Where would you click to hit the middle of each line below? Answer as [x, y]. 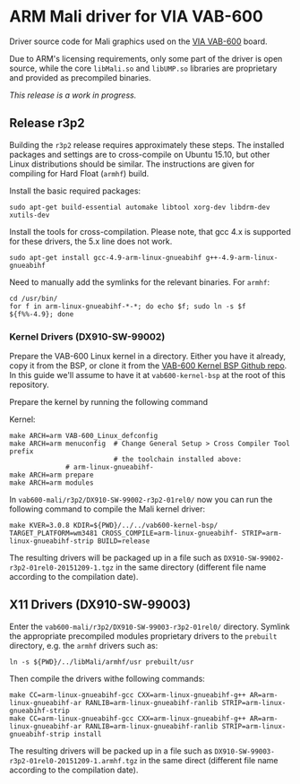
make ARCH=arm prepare [51, 475]
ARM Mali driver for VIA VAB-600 [137, 17]
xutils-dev [30, 215]
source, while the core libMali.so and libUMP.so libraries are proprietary [143, 68]
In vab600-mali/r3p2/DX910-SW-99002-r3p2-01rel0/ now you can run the [141, 500]
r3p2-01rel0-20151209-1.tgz [62, 568]
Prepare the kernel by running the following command [109, 402]
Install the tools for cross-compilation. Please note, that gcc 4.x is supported [150, 231]
